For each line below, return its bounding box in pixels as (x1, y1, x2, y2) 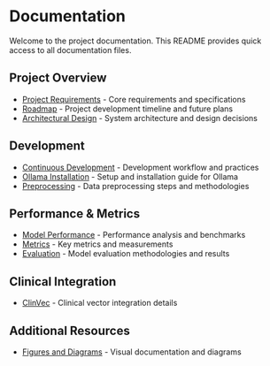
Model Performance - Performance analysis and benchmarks (21, 230, 246, 240)
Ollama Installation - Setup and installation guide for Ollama (21, 171, 239, 182)
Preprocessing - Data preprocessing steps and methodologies (21, 180, 250, 191)
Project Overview (9, 71, 107, 86)
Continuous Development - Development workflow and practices (21, 162, 259, 172)
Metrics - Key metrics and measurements (21, 239, 174, 249)
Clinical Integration (9, 274, 117, 289)
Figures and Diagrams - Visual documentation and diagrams (21, 347, 242, 357)
